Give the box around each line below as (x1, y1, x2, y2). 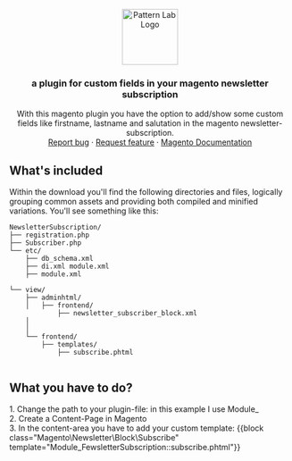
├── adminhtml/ (25, 293, 82, 303)
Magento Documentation (160, 137, 253, 147)
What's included (9, 163, 104, 178)
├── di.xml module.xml (25, 262, 110, 272)
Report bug (47, 137, 89, 147)
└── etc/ (9, 247, 42, 256)
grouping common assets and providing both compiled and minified (9, 197, 259, 207)
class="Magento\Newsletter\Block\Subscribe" (9, 432, 179, 442)
